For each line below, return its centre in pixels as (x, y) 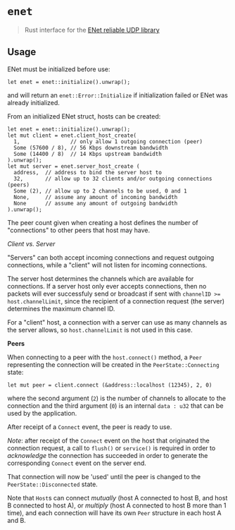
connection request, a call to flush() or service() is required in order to (112, 448)
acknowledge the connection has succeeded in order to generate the (108, 455)
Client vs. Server (31, 243)
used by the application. (42, 413)
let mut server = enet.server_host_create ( (74, 166)
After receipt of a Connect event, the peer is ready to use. (90, 427)
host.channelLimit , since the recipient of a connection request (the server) (116, 301)
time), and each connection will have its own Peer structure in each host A (114, 512)
